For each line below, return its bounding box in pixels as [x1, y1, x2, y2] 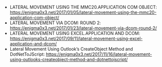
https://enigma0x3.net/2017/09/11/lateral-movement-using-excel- [9, 35, 143, 41]
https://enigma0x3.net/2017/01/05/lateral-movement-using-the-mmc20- [9, 9, 157, 15]
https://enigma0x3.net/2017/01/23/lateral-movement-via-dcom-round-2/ [9, 25, 157, 31]
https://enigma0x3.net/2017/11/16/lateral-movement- [46, 51, 152, 57]
